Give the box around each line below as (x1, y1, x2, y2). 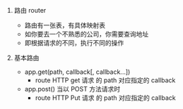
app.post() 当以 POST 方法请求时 (24, 85, 121, 93)
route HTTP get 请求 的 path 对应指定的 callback (35, 76, 176, 84)
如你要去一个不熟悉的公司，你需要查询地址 (24, 30, 149, 38)
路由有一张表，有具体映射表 (24, 21, 106, 30)
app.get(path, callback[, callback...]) (24, 68, 131, 76)
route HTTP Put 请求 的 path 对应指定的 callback (35, 94, 176, 102)
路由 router (13, 6, 47, 14)
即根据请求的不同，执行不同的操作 (24, 39, 124, 47)
